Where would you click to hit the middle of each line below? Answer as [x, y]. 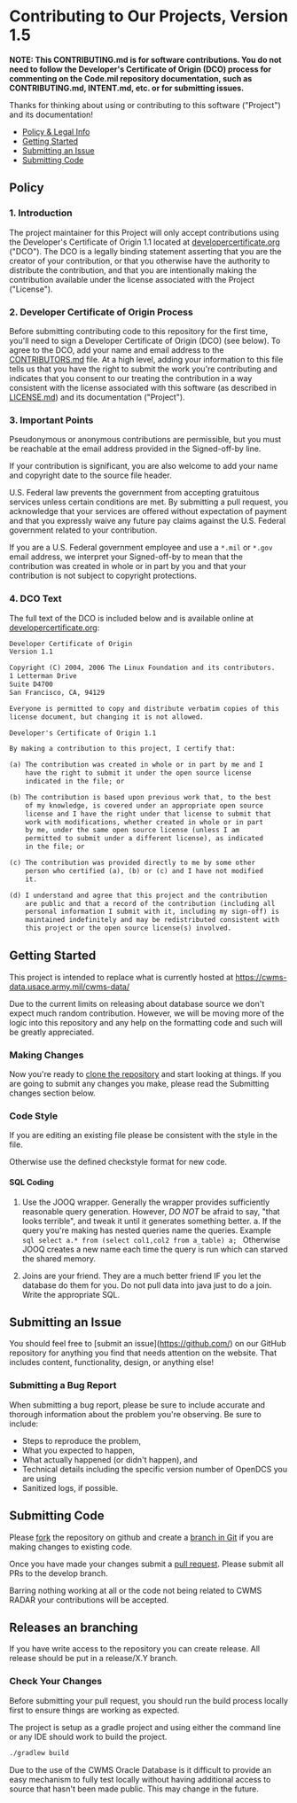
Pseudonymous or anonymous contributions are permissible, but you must [145, 440]
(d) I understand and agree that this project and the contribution [138, 895]
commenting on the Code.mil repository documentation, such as [131, 78]
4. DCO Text [35, 598]
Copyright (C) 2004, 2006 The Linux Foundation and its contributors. [142, 668]
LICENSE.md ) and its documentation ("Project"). [97, 397]
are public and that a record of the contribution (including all [150, 903]
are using [39, 1479]
